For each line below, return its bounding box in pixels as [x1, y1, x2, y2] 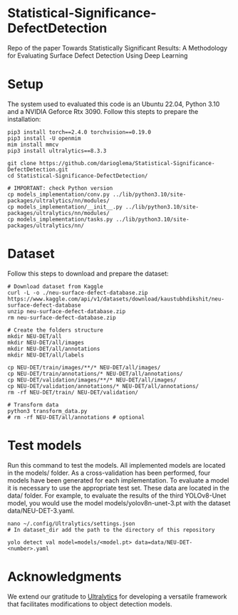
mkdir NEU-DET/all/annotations [7, 345, 100, 352]
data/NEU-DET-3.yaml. [7, 506, 75, 515]
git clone [7, 159, 37, 167]
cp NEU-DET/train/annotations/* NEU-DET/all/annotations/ [7, 370, 183, 377]
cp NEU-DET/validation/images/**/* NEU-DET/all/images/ [7, 376, 177, 384]
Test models [7, 438, 82, 453]
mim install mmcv [7, 141, 59, 148]
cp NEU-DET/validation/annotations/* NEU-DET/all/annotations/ [7, 382, 200, 389]
